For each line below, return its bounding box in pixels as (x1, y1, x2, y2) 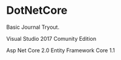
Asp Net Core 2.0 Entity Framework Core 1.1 (6, 46, 115, 54)
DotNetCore (6, 4, 68, 17)
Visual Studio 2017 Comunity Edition (6, 35, 97, 42)
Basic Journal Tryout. (6, 23, 59, 31)
